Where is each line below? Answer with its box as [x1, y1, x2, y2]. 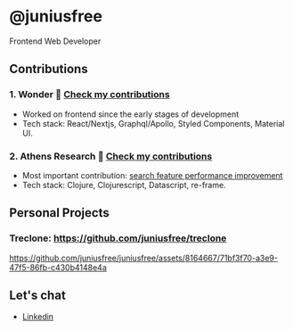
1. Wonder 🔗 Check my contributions [9, 88, 171, 101]
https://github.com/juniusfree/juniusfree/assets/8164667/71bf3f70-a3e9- [9, 252, 279, 263]
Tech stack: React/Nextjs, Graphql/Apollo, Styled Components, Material [21, 118, 285, 128]
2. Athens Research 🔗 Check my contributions [9, 150, 213, 162]
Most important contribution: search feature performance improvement [21, 169, 283, 180]
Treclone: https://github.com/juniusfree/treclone [9, 232, 227, 244]
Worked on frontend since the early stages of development [21, 109, 240, 120]
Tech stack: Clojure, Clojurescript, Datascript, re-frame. [21, 179, 226, 190]
